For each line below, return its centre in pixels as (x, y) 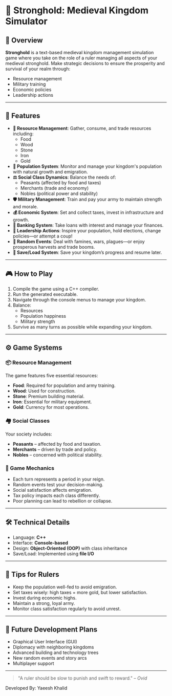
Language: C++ (29, 537)
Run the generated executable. (45, 294)
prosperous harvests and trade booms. (54, 247)
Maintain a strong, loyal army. (44, 603)
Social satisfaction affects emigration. (52, 490)
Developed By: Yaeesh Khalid (36, 688)
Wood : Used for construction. (44, 391)
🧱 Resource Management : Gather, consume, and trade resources (82, 128)
